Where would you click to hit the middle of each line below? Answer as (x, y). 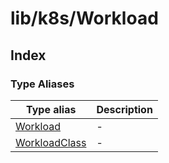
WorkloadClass (51, 142)
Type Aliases (42, 84)
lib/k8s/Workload (84, 18)
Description (124, 109)
